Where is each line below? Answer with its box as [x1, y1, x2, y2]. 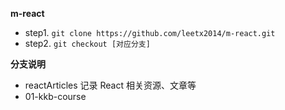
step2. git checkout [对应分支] [24, 38, 151, 49]
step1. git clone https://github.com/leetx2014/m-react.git [24, 27, 276, 38]
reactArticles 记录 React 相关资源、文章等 [24, 79, 197, 91]
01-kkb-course [24, 91, 87, 102]
